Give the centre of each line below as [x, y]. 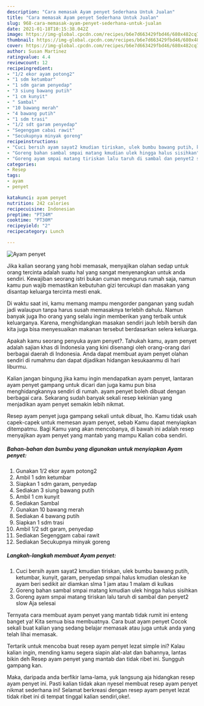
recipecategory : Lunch [35, 232]
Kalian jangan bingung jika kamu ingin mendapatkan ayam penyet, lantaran [100, 378]
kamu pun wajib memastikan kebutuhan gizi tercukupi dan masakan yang [98, 285]
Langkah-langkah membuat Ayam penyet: [62, 556]
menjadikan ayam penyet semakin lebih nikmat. [66, 404]
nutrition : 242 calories [38, 203]
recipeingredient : [30, 68]
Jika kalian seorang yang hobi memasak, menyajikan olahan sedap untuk [98, 266]
